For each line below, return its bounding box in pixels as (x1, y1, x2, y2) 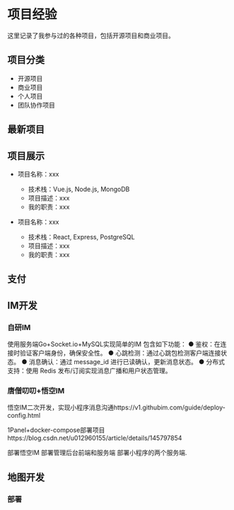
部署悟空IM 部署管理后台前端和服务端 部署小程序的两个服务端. (7, 448, 187, 457)
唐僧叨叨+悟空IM (7, 385, 65, 395)
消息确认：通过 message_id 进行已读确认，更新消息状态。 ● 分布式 (28, 358, 225, 366)
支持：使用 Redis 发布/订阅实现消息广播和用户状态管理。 (7, 366, 172, 375)
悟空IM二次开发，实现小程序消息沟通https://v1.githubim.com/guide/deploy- (7, 403, 226, 412)
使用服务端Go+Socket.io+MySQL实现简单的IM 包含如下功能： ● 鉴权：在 (7, 340, 221, 348)
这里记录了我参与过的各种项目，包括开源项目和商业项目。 (7, 31, 175, 40)
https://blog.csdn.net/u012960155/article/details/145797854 (7, 433, 182, 443)
